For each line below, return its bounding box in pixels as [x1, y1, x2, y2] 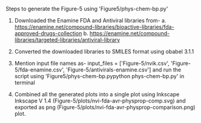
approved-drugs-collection [14, 30, 82, 37]
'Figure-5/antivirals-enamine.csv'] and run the [65, 66, 182, 73]
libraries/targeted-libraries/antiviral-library [14, 36, 120, 43]
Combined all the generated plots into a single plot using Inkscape [14, 91, 180, 98]
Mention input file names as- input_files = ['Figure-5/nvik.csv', [14, 60, 170, 67]
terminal [14, 79, 36, 86]
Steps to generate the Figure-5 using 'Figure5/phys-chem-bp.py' [5, 5, 168, 12]
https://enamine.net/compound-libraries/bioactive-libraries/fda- [14, 24, 174, 30]
